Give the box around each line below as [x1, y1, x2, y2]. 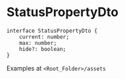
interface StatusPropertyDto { [6, 27, 98, 34]
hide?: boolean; [19, 45, 67, 52]
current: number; [19, 33, 70, 41]
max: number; [19, 39, 57, 46]
